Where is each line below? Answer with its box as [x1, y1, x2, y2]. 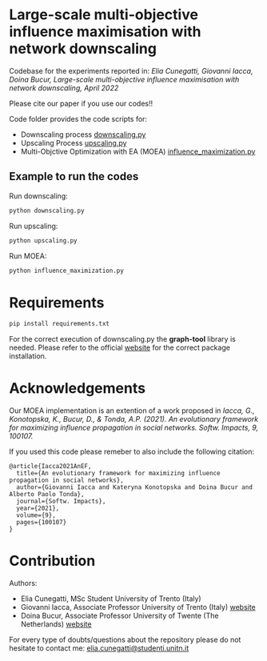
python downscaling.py [9, 206, 85, 214]
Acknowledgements [9, 379, 146, 398]
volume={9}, [16, 511, 57, 519]
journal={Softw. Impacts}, [16, 498, 106, 506]
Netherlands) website [20, 619, 92, 629]
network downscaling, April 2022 [9, 82, 119, 93]
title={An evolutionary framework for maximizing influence [16, 470, 221, 478]
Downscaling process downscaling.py [20, 130, 146, 139]
